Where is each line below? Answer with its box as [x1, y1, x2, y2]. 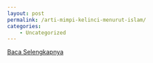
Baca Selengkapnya [7, 48, 64, 56]
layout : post [7, 10, 45, 17]
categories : [7, 23, 41, 29]
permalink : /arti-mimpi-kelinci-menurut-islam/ [7, 16, 147, 23]
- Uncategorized [19, 29, 67, 36]
